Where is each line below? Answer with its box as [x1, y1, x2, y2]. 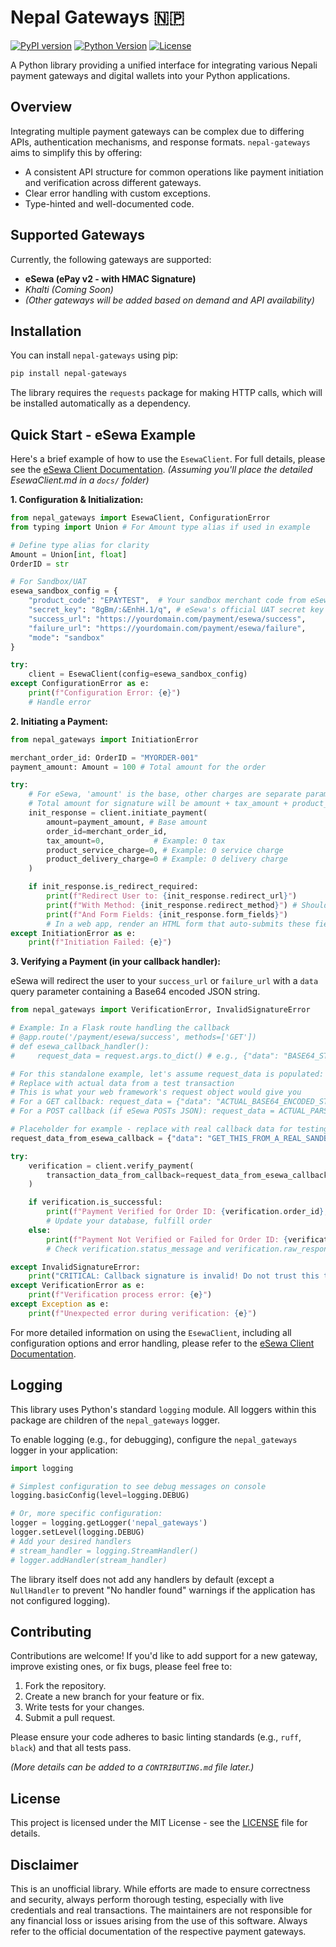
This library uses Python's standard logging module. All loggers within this [10, 1403, 317, 1415]
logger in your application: [10, 1444, 118, 1456]
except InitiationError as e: [10, 928, 137, 938]
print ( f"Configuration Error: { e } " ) [28, 688, 182, 698]
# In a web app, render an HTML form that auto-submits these [46, 919, 311, 929]
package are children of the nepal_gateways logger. [10, 1414, 221, 1426]
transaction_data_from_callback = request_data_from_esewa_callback [46, 1170, 329, 1180]
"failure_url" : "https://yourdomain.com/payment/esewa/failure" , [28, 623, 307, 633]
